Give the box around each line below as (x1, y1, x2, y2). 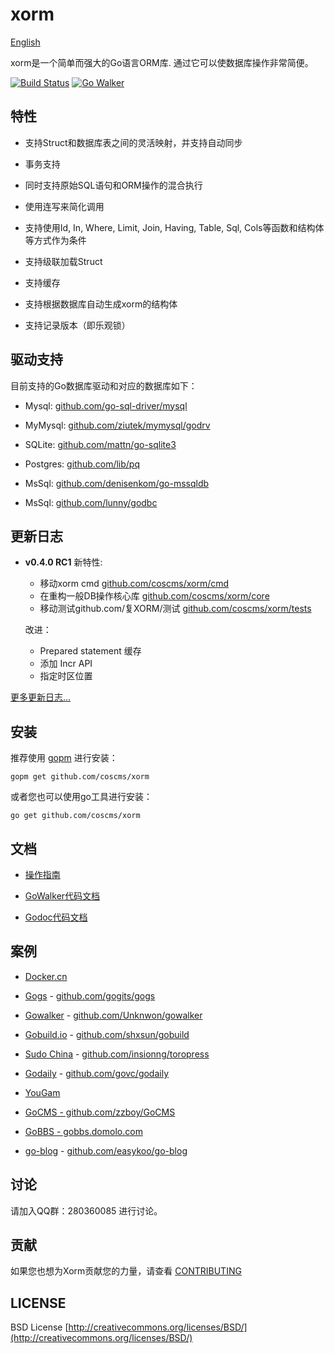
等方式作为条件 (24, 234, 87, 246)
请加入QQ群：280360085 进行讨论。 (10, 1204, 163, 1217)
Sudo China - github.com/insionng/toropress (24, 1048, 210, 1060)
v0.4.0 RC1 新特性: (24, 556, 103, 568)
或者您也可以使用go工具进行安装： (10, 791, 153, 803)
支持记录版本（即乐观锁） (24, 319, 131, 331)
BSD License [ (10, 1321, 69, 1333)
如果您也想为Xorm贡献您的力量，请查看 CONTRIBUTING (10, 1265, 242, 1277)
